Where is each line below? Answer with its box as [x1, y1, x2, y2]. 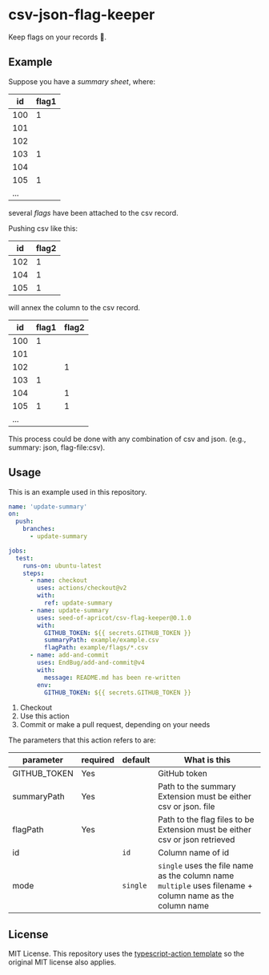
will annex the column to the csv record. [8, 302, 141, 312]
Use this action [19, 711, 70, 721]
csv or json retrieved [157, 834, 235, 845]
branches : [22, 525, 56, 533]
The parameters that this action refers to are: [8, 735, 156, 745]
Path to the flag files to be [157, 814, 255, 825]
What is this [183, 755, 231, 766]
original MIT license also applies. [8, 957, 117, 967]
